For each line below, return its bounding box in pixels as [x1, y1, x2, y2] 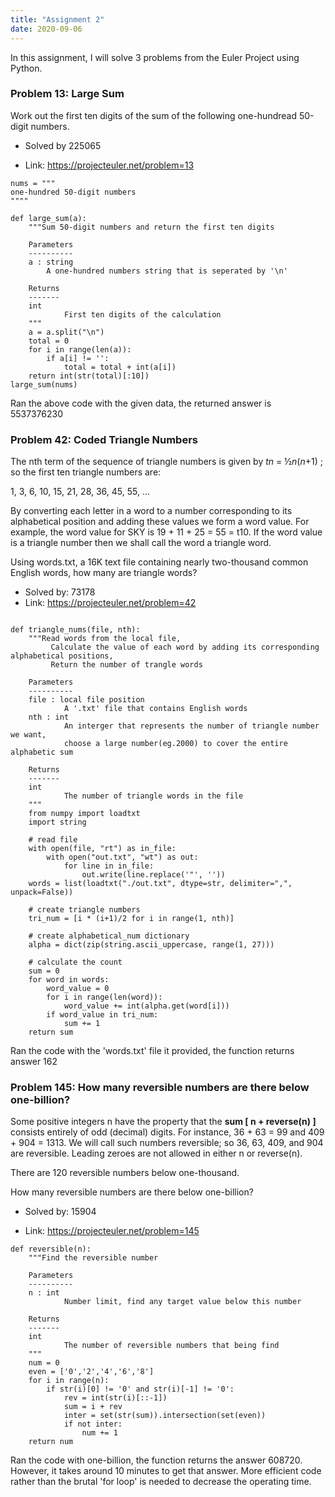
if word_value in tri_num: [46, 1010, 159, 1020]
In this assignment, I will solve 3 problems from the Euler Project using [10, 51, 300, 63]
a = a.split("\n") [28, 327, 105, 337]
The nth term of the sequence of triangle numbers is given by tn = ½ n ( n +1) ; [10, 456, 323, 468]
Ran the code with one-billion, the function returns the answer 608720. [10, 1454, 303, 1466]
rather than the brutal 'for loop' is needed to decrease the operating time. [10, 1476, 312, 1488]
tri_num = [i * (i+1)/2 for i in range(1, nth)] [28, 914, 235, 924]
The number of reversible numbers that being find [63, 1341, 280, 1351]
